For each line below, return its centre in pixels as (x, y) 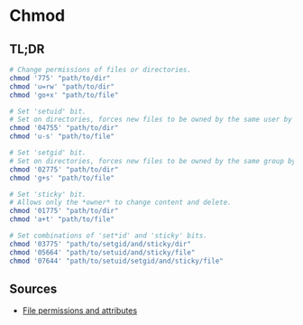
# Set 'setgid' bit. (48, 153)
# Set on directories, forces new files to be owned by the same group (147, 161)
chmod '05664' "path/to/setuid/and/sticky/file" (102, 252)
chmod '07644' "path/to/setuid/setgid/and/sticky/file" (116, 261)
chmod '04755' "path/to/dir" (64, 128)
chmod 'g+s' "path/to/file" (62, 178)
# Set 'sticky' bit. (48, 194)
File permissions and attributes (80, 311)
